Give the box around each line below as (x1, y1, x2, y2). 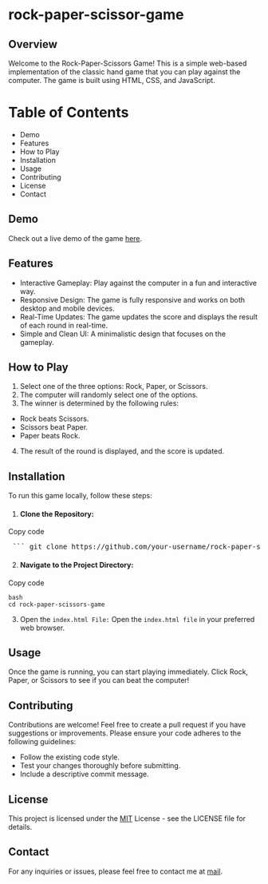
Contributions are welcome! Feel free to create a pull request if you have (8, 720, 246, 730)
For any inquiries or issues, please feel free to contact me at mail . (8, 866, 223, 876)
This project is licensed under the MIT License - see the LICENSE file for (8, 814, 246, 823)
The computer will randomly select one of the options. (19, 390, 198, 400)
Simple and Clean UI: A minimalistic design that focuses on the (19, 329, 226, 339)
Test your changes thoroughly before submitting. (19, 761, 181, 771)
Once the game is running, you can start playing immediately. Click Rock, (8, 667, 249, 676)
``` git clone (12, 542, 68, 552)
